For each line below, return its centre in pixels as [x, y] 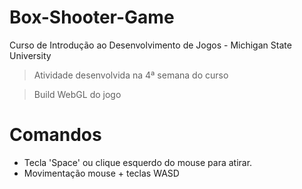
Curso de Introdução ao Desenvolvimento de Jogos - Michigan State [150, 45]
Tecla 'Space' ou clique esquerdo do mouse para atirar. [138, 162]
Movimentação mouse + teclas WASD [101, 173]
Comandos [55, 135]
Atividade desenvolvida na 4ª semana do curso [131, 75]
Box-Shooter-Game [92, 17]
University [30, 55]
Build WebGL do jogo [77, 94]
